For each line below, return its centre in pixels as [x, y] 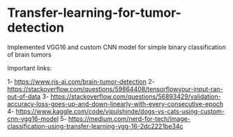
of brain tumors [29, 55]
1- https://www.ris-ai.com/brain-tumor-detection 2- [81, 81]
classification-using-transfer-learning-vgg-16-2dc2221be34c [95, 126]
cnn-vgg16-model [33, 118]
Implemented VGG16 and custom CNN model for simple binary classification [117, 47]
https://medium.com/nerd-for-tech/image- [129, 118]
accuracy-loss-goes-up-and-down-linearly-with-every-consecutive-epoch [115, 103]
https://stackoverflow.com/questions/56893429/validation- [135, 96]
